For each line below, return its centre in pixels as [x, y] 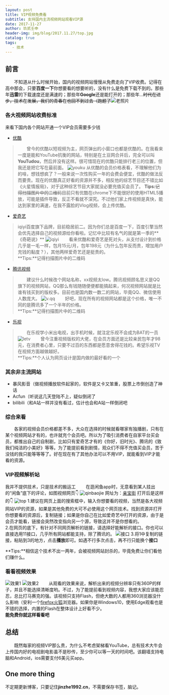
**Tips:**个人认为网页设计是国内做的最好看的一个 [69, 358]
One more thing [30, 674]
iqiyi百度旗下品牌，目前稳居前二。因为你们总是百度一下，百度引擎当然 [90, 227]
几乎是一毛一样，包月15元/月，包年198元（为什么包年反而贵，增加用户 [90, 245]
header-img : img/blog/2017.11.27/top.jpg [49, 33]
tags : [11, 43]
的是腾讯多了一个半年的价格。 [53, 305]
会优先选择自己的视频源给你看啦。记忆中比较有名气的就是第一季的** [88, 233]
